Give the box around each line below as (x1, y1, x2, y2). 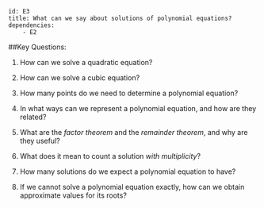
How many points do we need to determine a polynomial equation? (19, 88, 239, 98)
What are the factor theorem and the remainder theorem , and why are (19, 128, 248, 137)
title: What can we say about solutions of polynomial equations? (8, 14, 232, 22)
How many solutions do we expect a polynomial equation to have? (19, 167, 236, 176)
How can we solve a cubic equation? (19, 73, 140, 83)
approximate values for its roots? (19, 191, 127, 200)
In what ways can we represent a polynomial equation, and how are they (19, 104, 257, 113)
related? (19, 112, 47, 121)
